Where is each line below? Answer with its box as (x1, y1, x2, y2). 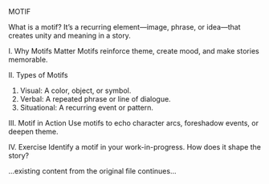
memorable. (8, 55, 48, 64)
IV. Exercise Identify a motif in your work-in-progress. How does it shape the (8, 142, 261, 151)
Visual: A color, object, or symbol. (19, 86, 132, 95)
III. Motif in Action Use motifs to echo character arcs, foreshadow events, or (8, 118, 259, 127)
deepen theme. (8, 127, 59, 136)
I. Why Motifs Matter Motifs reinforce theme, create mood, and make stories (8, 46, 259, 55)
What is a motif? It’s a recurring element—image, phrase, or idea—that (8, 22, 241, 31)
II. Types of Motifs (8, 70, 68, 79)
